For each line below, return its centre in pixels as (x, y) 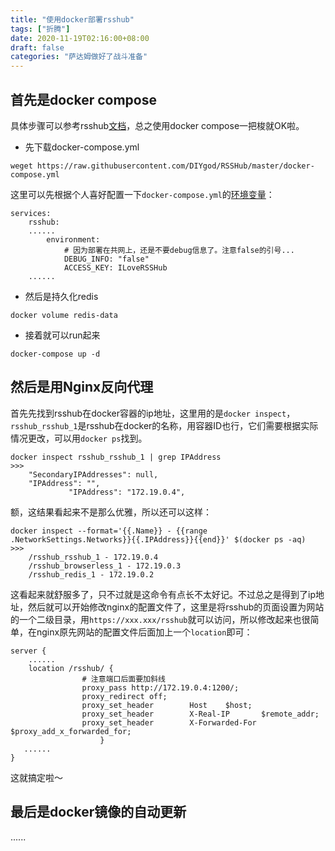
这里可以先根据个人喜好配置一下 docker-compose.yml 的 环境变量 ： (142, 194)
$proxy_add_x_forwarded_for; (71, 731)
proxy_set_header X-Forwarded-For (169, 722)
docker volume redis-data (64, 315)
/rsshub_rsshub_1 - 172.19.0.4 (93, 557)
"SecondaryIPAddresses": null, (93, 474)
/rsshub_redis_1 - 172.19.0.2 (91, 574)
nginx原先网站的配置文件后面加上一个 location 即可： (144, 632)
